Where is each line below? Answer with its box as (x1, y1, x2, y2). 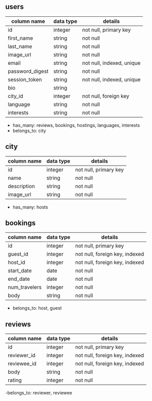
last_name (8, 43, 33, 50)
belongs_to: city (12, 127, 46, 133)
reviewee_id (8, 360, 37, 367)
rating (8, 377, 22, 384)
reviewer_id (8, 352, 36, 359)
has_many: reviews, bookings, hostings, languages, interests (12, 122, 140, 128)
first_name (8, 34, 34, 41)
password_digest (8, 67, 49, 74)
